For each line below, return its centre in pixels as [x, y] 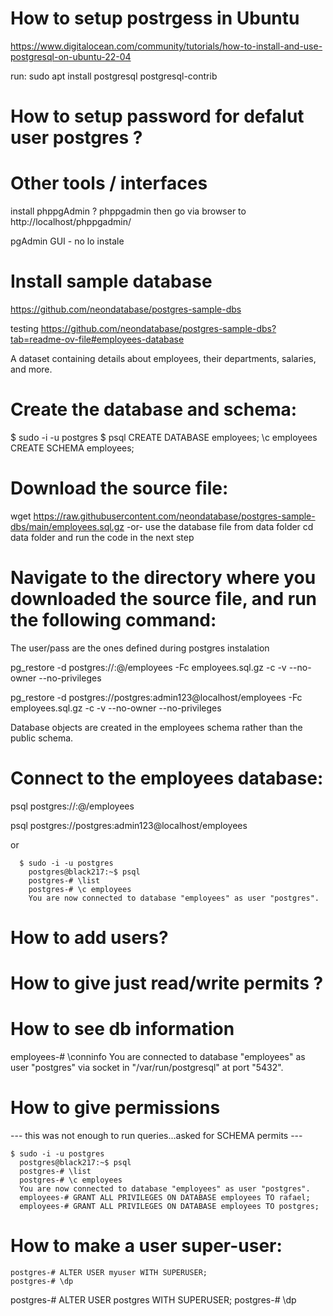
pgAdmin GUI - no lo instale [67, 241]
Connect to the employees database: [167, 778]
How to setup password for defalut [157, 116]
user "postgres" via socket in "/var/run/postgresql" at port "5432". [147, 1068]
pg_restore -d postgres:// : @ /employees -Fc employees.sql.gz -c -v [148, 667]
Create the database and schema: [154, 409]
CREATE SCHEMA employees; [72, 448]
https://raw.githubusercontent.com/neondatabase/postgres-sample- [174, 516]
